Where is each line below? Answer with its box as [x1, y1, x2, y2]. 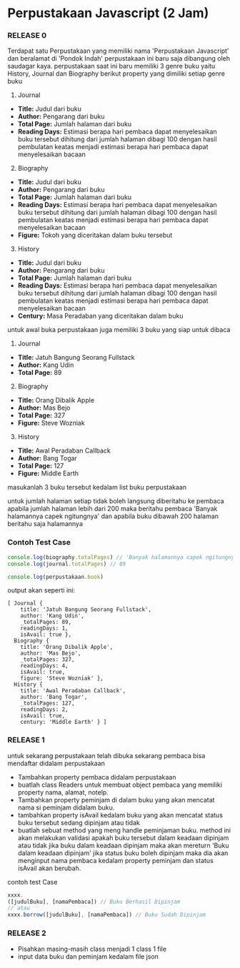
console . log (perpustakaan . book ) [7, 573, 104, 580]
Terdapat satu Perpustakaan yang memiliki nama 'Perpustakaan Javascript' [7, 46, 230, 55]
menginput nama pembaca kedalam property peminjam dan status [17, 856, 214, 864]
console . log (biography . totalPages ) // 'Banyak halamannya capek [7, 553, 203, 561]
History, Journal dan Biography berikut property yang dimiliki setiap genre [7, 69, 225, 78]
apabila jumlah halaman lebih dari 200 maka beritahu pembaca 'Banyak [7, 505, 218, 513]
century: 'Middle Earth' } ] [20, 719, 107, 726]
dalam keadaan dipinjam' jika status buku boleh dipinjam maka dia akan [17, 848, 229, 857]
